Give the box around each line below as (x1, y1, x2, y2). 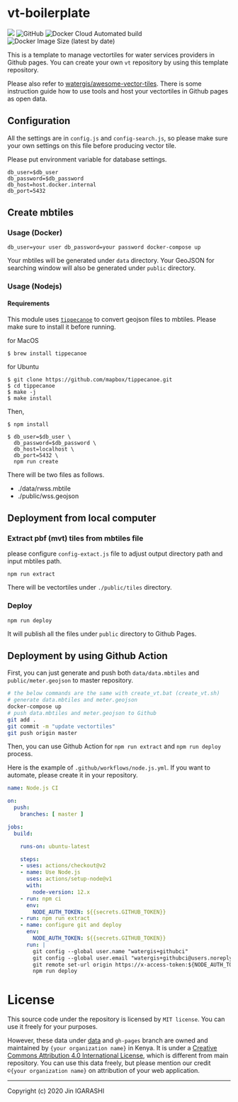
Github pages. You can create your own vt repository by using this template (7, 58, 229, 67)
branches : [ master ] (20, 811, 84, 818)
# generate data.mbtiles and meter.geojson (7, 697, 138, 704)
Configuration (7, 115, 71, 127)
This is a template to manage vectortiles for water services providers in (7, 50, 215, 59)
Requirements (7, 299, 50, 308)
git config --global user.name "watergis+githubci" (33, 948, 189, 955)
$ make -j (7, 388, 37, 395)
